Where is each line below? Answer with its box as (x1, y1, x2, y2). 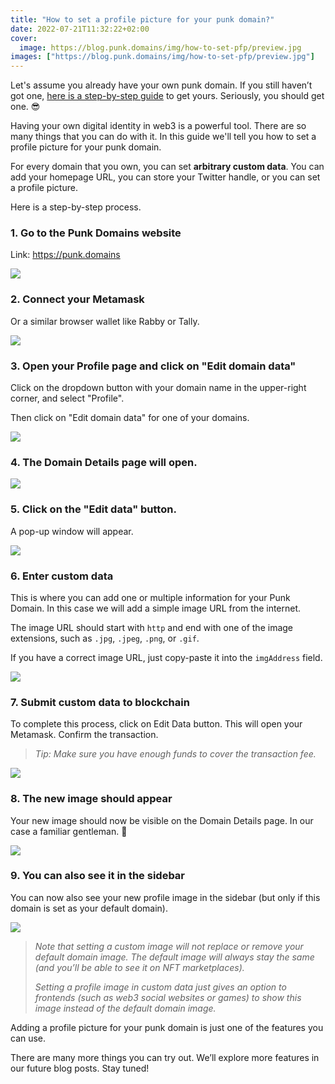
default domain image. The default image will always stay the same (34, 951, 315, 963)
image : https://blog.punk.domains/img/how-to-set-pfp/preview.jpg (19, 42, 302, 53)
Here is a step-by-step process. (10, 201, 142, 213)
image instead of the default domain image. (34, 1002, 217, 1014)
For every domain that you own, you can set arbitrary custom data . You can (10, 161, 325, 173)
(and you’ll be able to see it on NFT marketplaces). (34, 961, 245, 973)
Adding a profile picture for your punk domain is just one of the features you (10, 1021, 324, 1033)
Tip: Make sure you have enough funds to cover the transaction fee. (34, 748, 317, 760)
